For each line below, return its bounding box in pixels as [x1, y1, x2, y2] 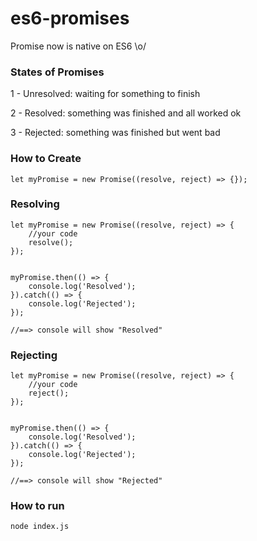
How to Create [10, 152, 82, 166]
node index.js [10, 522, 70, 532]
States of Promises [10, 65, 105, 79]
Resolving [10, 197, 60, 211]
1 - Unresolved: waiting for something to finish [10, 88, 201, 100]
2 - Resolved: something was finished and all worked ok [10, 107, 242, 119]
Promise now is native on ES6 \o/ [10, 40, 147, 52]
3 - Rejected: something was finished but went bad [10, 127, 221, 139]
